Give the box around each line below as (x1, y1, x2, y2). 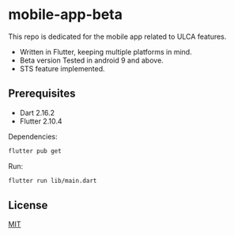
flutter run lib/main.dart (8, 177, 97, 185)
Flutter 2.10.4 (19, 116, 62, 126)
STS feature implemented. (19, 63, 105, 73)
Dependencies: (8, 131, 58, 141)
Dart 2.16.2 (19, 108, 55, 117)
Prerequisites (8, 87, 76, 101)
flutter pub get (8, 147, 62, 155)
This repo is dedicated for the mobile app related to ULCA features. (8, 32, 227, 41)
